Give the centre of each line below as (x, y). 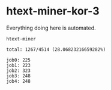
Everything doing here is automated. (51, 28)
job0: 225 (19, 60)
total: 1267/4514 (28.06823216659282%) (56, 50)
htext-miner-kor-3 (53, 11)
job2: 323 (19, 71)
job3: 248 (19, 76)
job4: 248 (19, 81)
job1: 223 (19, 65)
